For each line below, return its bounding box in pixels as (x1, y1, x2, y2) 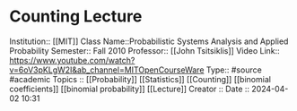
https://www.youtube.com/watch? (9, 55, 135, 65)
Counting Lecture (9, 6, 143, 27)
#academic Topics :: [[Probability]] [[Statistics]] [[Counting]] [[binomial (9, 73, 272, 84)
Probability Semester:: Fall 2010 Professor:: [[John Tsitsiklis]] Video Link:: (9, 45, 280, 55)
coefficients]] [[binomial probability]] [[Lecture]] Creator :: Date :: (9, 83, 249, 94)
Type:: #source (205, 64, 262, 75)
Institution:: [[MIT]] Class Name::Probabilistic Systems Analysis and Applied (9, 36, 289, 47)
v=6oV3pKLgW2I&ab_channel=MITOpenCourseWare (9, 64, 205, 75)
